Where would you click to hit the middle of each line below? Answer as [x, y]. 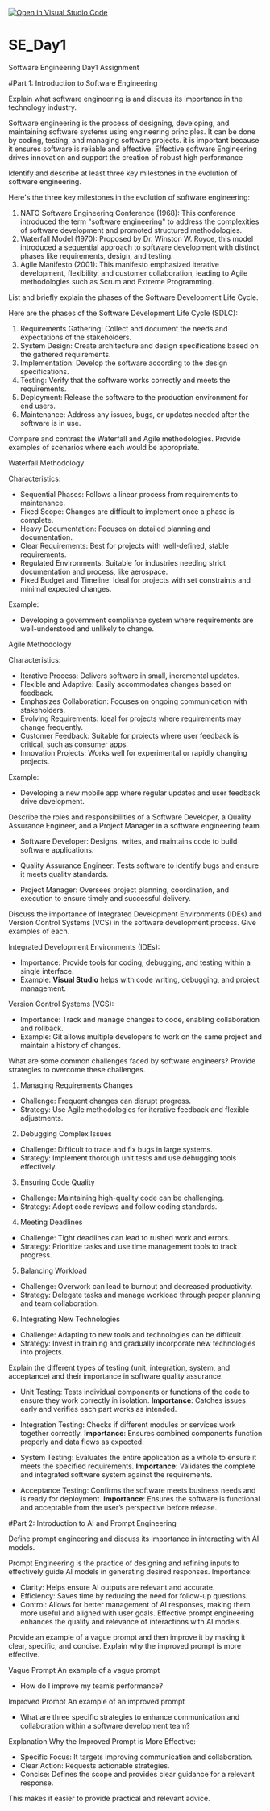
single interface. [47, 971]
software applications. [57, 849]
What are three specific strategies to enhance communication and [130, 1716]
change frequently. [51, 727]
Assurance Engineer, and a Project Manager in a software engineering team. [135, 825]
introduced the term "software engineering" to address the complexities [139, 221]
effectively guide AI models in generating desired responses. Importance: [130, 1571]
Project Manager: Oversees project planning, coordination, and [125, 890]
